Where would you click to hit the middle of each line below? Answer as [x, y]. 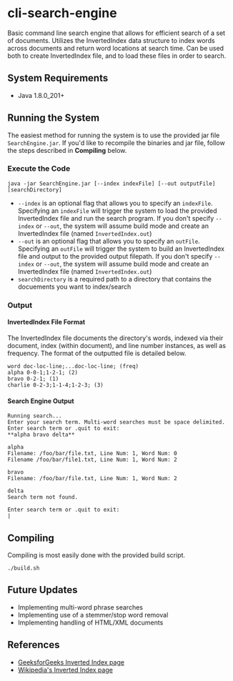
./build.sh [24, 568]
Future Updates [43, 590]
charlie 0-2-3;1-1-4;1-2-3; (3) [55, 385]
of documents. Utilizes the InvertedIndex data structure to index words [111, 40]
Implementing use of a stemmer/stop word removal [93, 615]
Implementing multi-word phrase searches [80, 607]
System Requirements [58, 78]
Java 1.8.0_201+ [41, 95]
